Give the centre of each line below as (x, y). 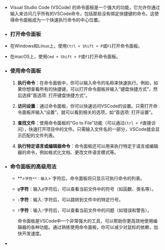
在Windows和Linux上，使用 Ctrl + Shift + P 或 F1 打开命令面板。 (76, 46)
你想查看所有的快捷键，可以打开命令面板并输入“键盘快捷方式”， (88, 89)
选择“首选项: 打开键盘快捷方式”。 (56, 95)
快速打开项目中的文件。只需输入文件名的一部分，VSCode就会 (92, 129)
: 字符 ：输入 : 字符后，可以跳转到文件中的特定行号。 (70, 199)
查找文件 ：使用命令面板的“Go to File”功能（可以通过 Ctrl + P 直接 (84, 123)
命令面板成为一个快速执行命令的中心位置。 (58, 20)
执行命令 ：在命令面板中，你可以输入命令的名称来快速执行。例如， (86, 83)
